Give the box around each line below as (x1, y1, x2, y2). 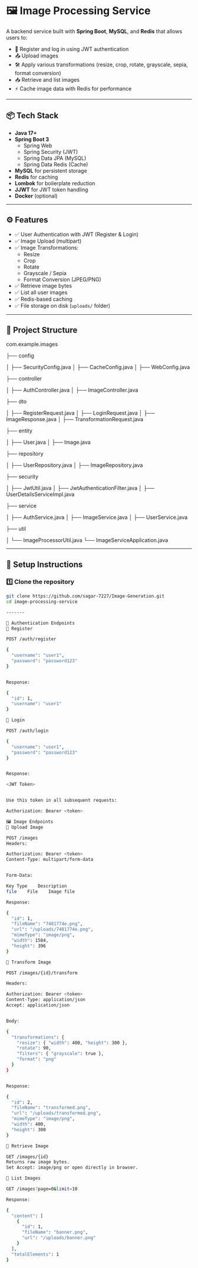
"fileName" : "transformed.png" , (11, 1105, 91, 1111)
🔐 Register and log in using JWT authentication (14, 45, 129, 53)
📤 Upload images (14, 52, 59, 59)
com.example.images (6, 341, 58, 348)
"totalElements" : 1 (11, 1251, 60, 1257)
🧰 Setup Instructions (6, 559, 83, 569)
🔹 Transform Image (6, 959, 51, 965)
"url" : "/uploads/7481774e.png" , (11, 927, 94, 933)
